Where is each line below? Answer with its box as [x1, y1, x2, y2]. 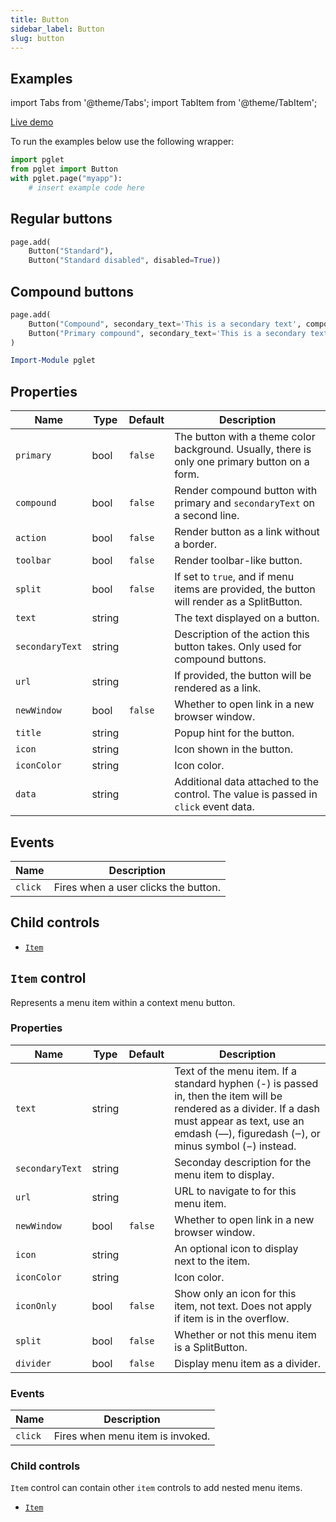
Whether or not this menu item [174, 1327, 317, 1341]
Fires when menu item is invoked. [53, 1429, 211, 1443]
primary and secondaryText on [174, 496, 315, 510]
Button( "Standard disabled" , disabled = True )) [28, 256, 222, 266]
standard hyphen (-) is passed [174, 1076, 319, 1090]
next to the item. [174, 1254, 251, 1268]
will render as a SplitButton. [174, 595, 303, 609]
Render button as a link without [174, 525, 320, 539]
